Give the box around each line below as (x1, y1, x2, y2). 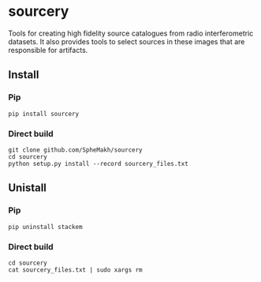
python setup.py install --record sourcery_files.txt (8, 160, 189, 167)
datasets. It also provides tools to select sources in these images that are (8, 36, 245, 46)
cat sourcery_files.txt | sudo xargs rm (8, 265, 144, 274)
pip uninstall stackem (8, 223, 83, 231)
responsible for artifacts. (8, 45, 88, 55)
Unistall (8, 181, 47, 195)
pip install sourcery (8, 110, 80, 118)
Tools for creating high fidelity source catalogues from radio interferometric (8, 28, 254, 38)
